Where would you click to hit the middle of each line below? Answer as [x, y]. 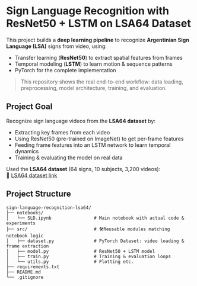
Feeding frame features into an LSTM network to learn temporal [93, 145]
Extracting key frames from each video [62, 132]
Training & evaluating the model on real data [69, 158]
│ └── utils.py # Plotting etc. [70, 262]
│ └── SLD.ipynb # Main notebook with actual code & [95, 218]
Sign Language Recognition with [88, 11]
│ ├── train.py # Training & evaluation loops [88, 256]
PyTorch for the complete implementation [66, 70]
